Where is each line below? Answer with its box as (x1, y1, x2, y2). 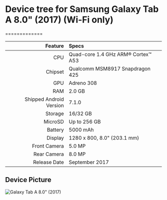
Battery (47, 126, 64, 133)
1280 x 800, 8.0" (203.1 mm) (69, 134, 139, 141)
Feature (45, 42, 64, 49)
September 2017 (69, 159, 109, 166)
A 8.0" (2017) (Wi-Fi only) (5, 14, 114, 25)
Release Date (33, 159, 64, 166)
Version (46, 102, 64, 109)
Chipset (45, 68, 64, 75)
